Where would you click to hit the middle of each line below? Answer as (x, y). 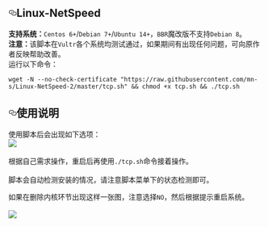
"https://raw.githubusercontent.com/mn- (189, 79)
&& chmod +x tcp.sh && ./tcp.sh (186, 86)
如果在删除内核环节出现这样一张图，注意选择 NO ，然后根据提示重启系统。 (129, 196)
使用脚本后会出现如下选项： (54, 134)
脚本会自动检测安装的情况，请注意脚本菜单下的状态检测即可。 (111, 179)
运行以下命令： (33, 64)
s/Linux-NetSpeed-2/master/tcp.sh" (68, 86)
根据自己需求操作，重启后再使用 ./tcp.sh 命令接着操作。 (101, 161)
